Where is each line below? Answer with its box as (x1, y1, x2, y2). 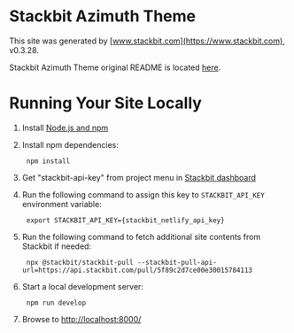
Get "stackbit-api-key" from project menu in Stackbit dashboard (21, 172, 257, 182)
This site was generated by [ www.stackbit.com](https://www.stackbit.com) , (9, 35, 285, 46)
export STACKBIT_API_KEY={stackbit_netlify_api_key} (26, 215, 225, 225)
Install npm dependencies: (21, 139, 120, 150)
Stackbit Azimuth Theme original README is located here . (9, 62, 221, 73)
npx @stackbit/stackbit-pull (26, 258, 135, 267)
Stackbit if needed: (21, 241, 91, 252)
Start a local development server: (21, 281, 144, 291)
